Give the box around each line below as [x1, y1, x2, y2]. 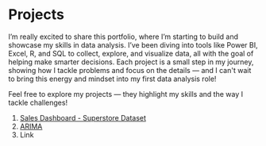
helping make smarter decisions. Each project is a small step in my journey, [8, 57, 254, 67]
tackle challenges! [8, 98, 68, 107]
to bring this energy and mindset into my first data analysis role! [8, 74, 217, 83]
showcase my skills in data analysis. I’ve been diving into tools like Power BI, [8, 40, 258, 49]
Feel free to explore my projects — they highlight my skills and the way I [8, 89, 244, 98]
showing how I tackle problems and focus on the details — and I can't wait [8, 65, 252, 75]
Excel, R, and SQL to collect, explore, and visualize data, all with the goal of [8, 48, 254, 58]
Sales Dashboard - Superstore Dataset [19, 113, 147, 122]
